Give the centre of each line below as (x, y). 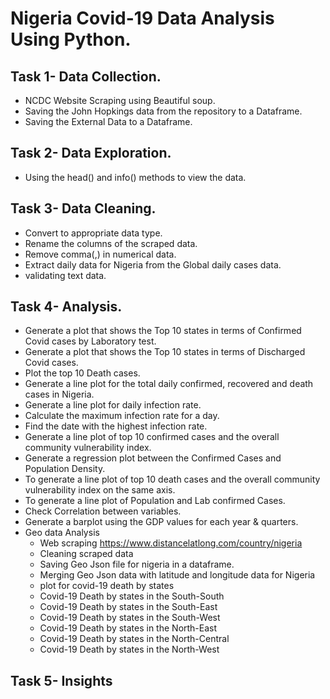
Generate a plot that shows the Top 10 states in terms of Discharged (165, 352)
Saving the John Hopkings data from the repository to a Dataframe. (163, 111)
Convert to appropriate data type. (93, 233)
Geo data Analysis (62, 533)
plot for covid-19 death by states (107, 586)
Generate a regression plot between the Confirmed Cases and (153, 458)
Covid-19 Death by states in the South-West (130, 618)
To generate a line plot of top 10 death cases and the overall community (172, 479)
